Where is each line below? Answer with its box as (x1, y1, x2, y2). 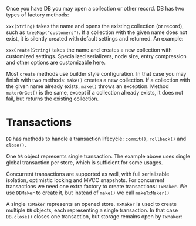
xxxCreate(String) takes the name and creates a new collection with (6, 46, 172, 53)
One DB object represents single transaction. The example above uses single (6, 153, 191, 160)
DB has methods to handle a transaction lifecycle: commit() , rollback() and (6, 135, 187, 142)
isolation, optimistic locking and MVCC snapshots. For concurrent (6, 176, 165, 184)
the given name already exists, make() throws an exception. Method (6, 83, 169, 90)
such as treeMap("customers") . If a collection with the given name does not (6, 29, 188, 36)
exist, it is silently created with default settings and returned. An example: (6, 35, 184, 42)
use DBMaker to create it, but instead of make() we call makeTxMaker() (6, 189, 170, 196)
